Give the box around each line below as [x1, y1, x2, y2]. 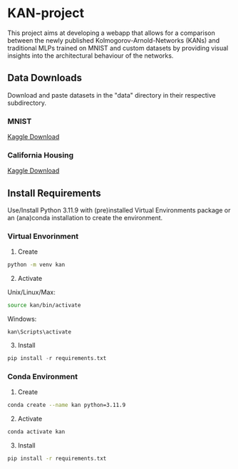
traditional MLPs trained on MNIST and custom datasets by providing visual [7, 43, 229, 52]
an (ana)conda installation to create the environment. [7, 214, 163, 222]
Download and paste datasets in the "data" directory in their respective [7, 91, 216, 99]
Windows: [7, 315, 37, 324]
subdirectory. [7, 98, 47, 107]
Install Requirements [7, 187, 101, 199]
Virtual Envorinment [7, 232, 79, 242]
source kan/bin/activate [7, 301, 81, 309]
